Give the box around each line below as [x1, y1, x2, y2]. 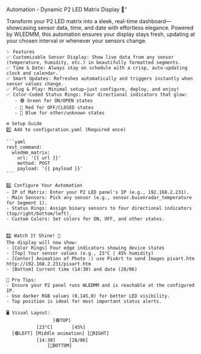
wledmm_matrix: [12, 150, 51, 156]
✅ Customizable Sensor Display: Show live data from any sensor [6, 54, 174, 60]
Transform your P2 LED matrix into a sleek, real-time [6, 18, 138, 24]
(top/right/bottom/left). [6, 211, 72, 217]
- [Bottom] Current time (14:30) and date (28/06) [6, 266, 138, 272]
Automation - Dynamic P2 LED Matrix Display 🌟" [6, 6, 127, 13]
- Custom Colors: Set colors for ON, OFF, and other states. [6, 216, 165, 222]
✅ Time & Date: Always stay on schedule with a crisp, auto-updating [6, 65, 188, 71]
